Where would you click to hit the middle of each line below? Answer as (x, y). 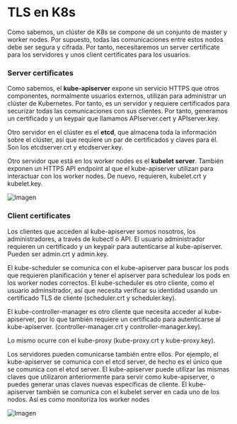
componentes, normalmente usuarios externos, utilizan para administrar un (117, 96)
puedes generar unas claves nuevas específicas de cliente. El (97, 384)
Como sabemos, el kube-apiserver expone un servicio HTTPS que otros (113, 89)
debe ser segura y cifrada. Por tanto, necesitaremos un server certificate (114, 47)
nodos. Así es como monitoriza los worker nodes (79, 399)
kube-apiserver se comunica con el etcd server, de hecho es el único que (115, 362)
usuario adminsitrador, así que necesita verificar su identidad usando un (112, 290)
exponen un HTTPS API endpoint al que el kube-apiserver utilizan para (110, 169)
